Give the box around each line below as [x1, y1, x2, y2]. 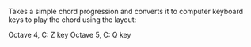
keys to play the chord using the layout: [8, 15, 137, 24]
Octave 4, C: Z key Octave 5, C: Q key [8, 31, 131, 39]
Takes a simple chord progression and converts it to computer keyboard [8, 7, 244, 16]
